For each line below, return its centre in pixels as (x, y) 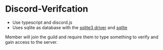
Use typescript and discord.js (42, 22)
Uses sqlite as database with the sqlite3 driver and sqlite (70, 27)
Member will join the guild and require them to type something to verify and (82, 37)
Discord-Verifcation (47, 9)
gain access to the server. (31, 42)
